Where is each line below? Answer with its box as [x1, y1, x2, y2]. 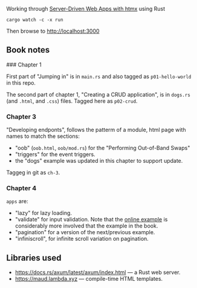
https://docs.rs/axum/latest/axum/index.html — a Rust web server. [15, 269, 181, 276]
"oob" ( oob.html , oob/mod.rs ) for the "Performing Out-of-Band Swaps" [15, 145, 190, 152]
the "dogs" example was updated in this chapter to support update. [15, 157, 183, 165]
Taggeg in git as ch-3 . [6, 169, 60, 176]
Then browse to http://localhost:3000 [6, 27, 100, 34]
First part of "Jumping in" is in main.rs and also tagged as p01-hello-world [6, 73, 192, 80]
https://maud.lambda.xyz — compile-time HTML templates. [15, 275, 163, 283]
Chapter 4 [6, 184, 37, 192]
